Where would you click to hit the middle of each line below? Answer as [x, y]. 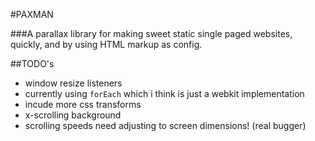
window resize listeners [73, 83]
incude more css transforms [83, 104]
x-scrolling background [73, 115]
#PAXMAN [32, 14]
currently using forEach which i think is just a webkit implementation [164, 93]
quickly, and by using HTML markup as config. [106, 44]
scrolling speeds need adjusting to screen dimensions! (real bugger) [165, 125]
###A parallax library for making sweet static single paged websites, [151, 33]
